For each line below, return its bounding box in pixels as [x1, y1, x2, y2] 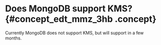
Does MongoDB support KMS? [5, 3, 132, 14]
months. [5, 35, 22, 41]
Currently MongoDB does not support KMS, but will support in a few [5, 30, 144, 36]
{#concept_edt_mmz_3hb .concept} [5, 13, 157, 25]
